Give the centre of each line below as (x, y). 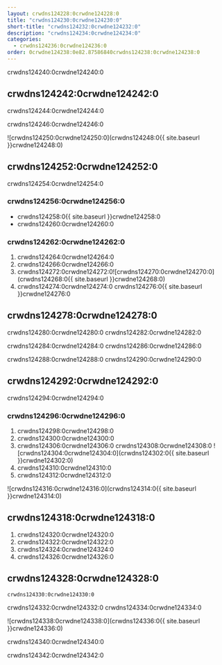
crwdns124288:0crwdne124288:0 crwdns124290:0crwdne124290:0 (104, 359)
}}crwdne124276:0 (44, 294)
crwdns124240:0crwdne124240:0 (55, 72)
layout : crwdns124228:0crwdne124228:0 (63, 14)
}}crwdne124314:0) (35, 496)
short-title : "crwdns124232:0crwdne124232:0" (74, 26)
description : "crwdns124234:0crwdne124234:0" (74, 33)
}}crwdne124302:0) (45, 461)
